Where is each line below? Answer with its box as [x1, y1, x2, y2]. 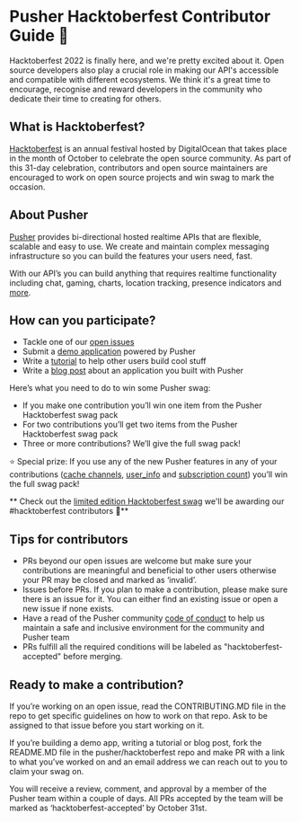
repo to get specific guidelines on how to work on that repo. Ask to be [9, 711, 268, 720]
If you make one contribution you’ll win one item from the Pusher [22, 400, 262, 411]
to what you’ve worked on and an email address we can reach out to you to [9, 756, 288, 767]
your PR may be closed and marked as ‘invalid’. [22, 575, 198, 586]
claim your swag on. [9, 766, 84, 776]
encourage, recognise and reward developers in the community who [9, 84, 263, 94]
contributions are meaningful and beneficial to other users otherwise [22, 565, 277, 576]
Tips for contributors [9, 532, 128, 547]
